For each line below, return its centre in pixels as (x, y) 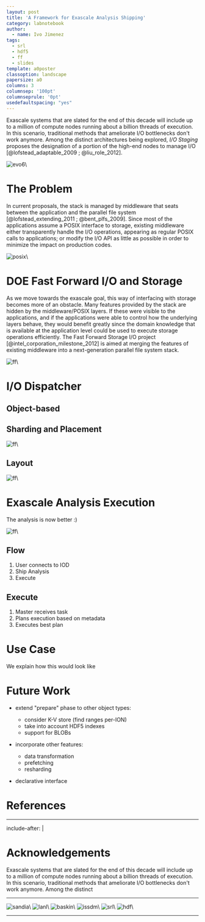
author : (16, 29)
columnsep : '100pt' (31, 91)
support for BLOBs (48, 733)
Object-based (33, 409)
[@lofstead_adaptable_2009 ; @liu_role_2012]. (65, 152)
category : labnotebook (35, 23)
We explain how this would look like (51, 666)
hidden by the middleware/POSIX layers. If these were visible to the (91, 311)
